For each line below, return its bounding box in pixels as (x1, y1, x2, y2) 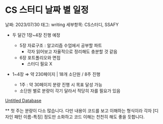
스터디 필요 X (27, 61, 53, 67)
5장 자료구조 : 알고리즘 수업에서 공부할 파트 (19, 42, 102, 48)
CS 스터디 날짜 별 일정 (5, 4, 89, 16)
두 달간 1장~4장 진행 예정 (12, 32, 60, 38)
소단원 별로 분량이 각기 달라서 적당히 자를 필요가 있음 (19, 88, 121, 94)
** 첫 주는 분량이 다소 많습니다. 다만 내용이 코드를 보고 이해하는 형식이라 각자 (5, 107, 152, 113)
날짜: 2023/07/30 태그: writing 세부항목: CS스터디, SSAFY (5, 22, 119, 27)
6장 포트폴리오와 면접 (19, 54, 61, 60)
